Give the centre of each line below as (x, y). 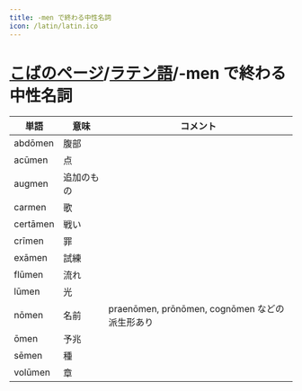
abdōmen (34, 143)
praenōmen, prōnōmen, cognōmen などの (196, 309)
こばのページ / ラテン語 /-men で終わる (148, 73)
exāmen (31, 258)
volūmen (32, 372)
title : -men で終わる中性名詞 (61, 18)
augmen (31, 183)
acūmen (31, 160)
